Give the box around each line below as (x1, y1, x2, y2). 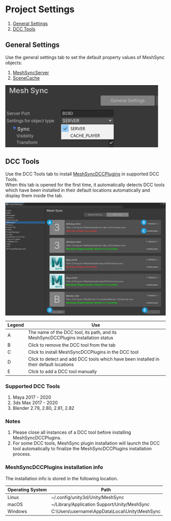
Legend (7, 322, 24, 328)
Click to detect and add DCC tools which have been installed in (27, 356, 160, 362)
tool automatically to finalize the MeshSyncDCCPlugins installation (12, 446, 152, 452)
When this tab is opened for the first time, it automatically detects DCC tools (5, 181, 165, 188)
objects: (5, 60, 22, 66)
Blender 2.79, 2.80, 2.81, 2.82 (12, 405, 75, 411)
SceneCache (12, 75, 40, 81)
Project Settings (5, 4, 75, 15)
